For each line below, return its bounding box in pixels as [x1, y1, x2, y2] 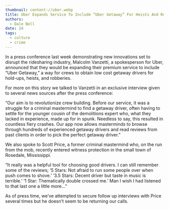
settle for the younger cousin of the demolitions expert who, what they [5, 110, 151, 116]
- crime [10, 40, 26, 45]
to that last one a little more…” [5, 183, 67, 189]
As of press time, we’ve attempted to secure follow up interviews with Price [5, 192, 162, 198]
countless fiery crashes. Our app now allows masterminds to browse [5, 121, 147, 127]
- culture [10, 36, 30, 41]
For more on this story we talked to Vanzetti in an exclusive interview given [5, 85, 160, 91]
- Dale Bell [10, 21, 35, 27]
